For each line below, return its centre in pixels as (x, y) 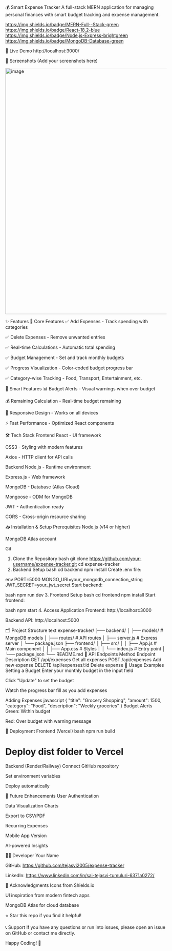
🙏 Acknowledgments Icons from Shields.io (50, 885)
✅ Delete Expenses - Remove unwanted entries (56, 337)
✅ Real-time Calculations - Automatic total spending (60, 347)
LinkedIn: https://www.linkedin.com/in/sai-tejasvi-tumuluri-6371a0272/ (80, 875)
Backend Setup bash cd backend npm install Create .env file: (77, 569)
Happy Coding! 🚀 (23, 943)
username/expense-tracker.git (45, 564)
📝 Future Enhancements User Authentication (52, 796)
